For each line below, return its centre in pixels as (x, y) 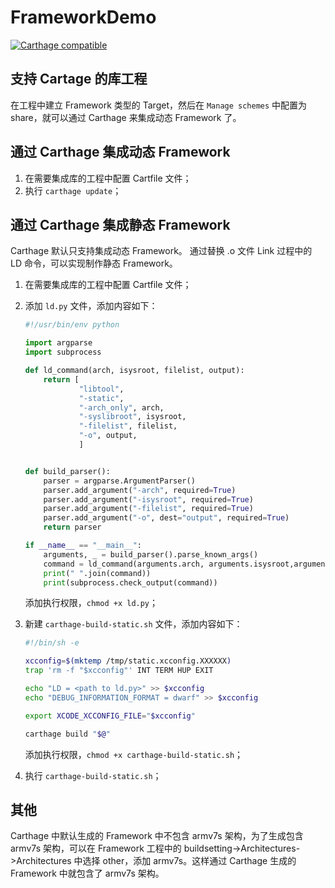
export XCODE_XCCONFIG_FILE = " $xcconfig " (110, 716)
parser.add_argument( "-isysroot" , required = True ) (148, 499)
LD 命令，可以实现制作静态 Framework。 (94, 263)
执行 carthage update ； (73, 190)
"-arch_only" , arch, (121, 407)
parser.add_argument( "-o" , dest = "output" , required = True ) (166, 518)
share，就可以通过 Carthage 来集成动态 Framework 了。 (126, 117)
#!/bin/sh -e (52, 643)
